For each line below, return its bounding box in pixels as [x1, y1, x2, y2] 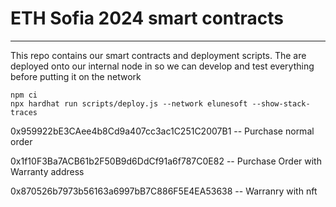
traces [10, 107, 38, 117]
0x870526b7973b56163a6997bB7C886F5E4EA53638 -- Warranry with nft [10, 185, 318, 197]
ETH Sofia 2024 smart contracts [10, 7, 285, 30]
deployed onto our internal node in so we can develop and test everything [10, 60, 315, 72]
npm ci [10, 90, 38, 100]
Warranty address [10, 165, 85, 177]
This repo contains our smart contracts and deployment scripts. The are [10, 49, 307, 61]
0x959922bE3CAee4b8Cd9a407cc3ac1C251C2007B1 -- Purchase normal [10, 125, 315, 137]
